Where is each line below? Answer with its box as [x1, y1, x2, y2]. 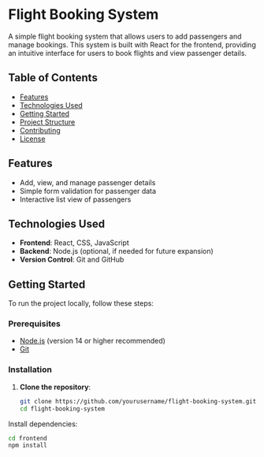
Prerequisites [8, 318, 61, 329]
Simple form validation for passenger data [19, 186, 156, 195]
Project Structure [19, 117, 76, 127]
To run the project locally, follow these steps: [8, 299, 154, 308]
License [19, 134, 46, 143]
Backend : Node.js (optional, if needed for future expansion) [19, 247, 214, 256]
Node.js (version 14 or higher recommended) [19, 336, 165, 346]
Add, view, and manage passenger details [19, 177, 156, 187]
